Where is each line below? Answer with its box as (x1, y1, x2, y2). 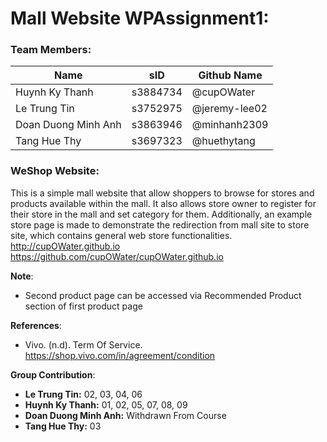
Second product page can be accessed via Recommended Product (24, 289, 302, 301)
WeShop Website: (10, 164, 100, 178)
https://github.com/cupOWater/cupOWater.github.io (10, 250, 224, 262)
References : (10, 319, 62, 331)
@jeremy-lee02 (191, 102, 268, 116)
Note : (10, 270, 34, 282)
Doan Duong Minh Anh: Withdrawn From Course (24, 409, 227, 421)
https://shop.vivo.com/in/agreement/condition (24, 349, 216, 361)
